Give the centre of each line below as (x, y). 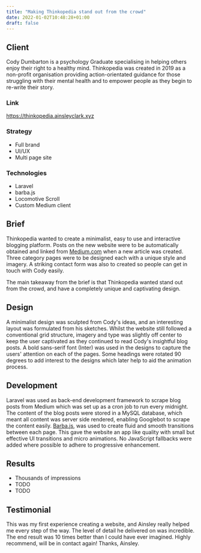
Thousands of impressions (48, 478)
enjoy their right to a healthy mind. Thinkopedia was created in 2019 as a (96, 68)
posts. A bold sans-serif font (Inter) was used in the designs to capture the (98, 347)
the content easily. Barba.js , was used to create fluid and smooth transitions (100, 426)
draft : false (22, 23)
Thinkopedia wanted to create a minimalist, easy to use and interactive (94, 239)
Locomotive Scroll (37, 199)
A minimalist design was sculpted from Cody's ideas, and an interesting (94, 322)
